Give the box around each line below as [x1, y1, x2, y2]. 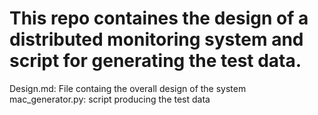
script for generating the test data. [9, 50, 302, 72]
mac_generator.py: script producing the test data [9, 93, 211, 105]
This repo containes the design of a [9, 7, 309, 30]
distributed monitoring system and [9, 28, 304, 51]
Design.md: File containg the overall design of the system [9, 82, 247, 94]
